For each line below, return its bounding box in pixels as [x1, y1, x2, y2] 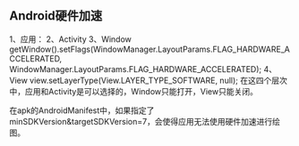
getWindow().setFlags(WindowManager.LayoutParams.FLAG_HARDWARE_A [9, 44, 291, 54]
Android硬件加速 [9, 8, 103, 24]
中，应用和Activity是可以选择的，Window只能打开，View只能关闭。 [9, 85, 258, 96]
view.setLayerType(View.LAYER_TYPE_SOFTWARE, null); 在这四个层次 [30, 75, 288, 85]
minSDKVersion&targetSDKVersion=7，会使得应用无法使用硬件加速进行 [9, 116, 273, 126]
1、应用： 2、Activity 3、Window [9, 34, 132, 45]
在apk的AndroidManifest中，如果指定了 [9, 105, 155, 116]
